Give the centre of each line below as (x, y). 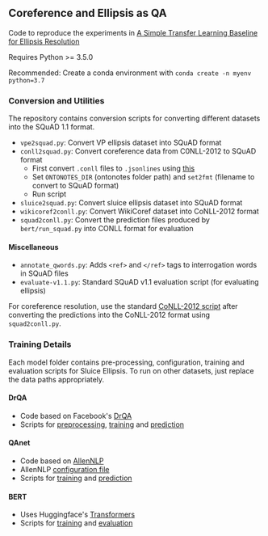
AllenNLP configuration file (65, 470)
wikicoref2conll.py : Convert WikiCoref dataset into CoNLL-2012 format (140, 211)
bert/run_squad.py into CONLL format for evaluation (107, 229)
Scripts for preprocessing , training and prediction (102, 424)
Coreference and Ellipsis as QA (88, 13)
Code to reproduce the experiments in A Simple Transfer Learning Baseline (133, 32)
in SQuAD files (44, 273)
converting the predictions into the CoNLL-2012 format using (109, 315)
